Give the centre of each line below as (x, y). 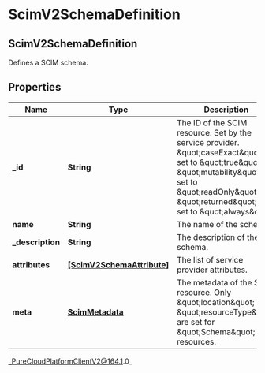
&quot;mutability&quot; (219, 172)
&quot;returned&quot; (216, 201)
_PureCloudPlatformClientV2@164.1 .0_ (70, 361)
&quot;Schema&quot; (216, 331)
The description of (211, 237)
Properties (35, 87)
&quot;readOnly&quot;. (219, 192)
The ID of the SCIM (212, 122)
